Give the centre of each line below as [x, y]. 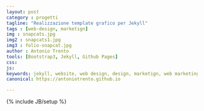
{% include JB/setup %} [36, 102]
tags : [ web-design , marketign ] [47, 29]
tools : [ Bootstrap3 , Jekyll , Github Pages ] [62, 57]
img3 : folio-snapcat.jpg [39, 46]
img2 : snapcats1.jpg [34, 40]
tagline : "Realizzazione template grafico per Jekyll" [77, 23]
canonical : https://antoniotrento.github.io [63, 79]
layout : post [23, 12]
